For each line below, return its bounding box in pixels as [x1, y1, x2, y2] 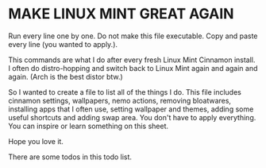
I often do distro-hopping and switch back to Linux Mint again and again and [8, 63, 258, 72]
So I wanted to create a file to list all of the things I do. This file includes [8, 87, 242, 96]
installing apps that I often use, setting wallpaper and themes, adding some [8, 104, 254, 114]
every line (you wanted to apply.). [8, 39, 118, 49]
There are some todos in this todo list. [8, 152, 133, 162]
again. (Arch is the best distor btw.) [8, 72, 123, 81]
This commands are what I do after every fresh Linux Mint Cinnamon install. [8, 55, 256, 64]
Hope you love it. [8, 136, 64, 146]
